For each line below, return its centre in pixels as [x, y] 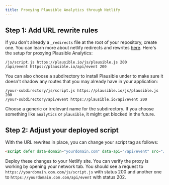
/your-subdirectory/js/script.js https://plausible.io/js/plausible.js [82, 91]
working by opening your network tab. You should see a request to [74, 166]
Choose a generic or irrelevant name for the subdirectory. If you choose [80, 109]
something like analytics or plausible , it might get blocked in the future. [80, 114]
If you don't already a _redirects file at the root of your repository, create [81, 42]
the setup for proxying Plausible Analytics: [49, 53]
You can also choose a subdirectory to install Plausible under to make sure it [84, 76]
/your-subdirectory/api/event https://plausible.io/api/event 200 [76, 100]
